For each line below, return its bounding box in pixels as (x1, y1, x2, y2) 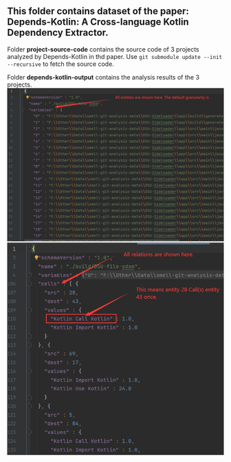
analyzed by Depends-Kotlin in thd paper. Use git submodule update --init (7, 52, 222, 60)
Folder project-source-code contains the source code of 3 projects (7, 45, 199, 54)
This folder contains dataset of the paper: (7, 5, 189, 17)
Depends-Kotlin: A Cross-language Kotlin (7, 16, 189, 28)
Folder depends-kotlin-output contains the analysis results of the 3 (7, 73, 200, 81)
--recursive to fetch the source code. (7, 60, 115, 68)
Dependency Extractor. (7, 27, 109, 38)
